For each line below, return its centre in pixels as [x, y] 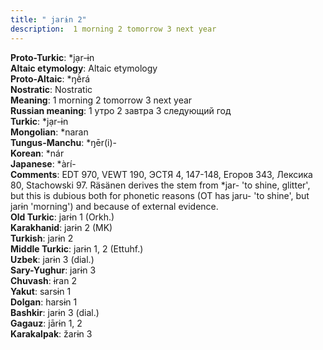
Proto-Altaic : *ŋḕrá [50, 78]
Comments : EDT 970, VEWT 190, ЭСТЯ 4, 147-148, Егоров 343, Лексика [161, 174]
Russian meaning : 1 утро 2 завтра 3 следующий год [121, 110]
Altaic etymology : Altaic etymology [84, 68]
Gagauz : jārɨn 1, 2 [46, 323]
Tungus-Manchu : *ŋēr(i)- [63, 142]
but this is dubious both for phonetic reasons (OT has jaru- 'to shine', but [160, 195]
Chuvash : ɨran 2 [43, 280]
